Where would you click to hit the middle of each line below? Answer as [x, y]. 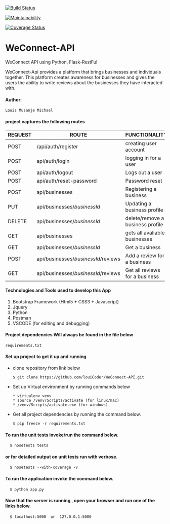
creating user [141, 144]
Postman [22, 318]
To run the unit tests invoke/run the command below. [62, 435]
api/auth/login [53, 161]
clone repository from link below [46, 368]
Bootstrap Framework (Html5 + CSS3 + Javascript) [66, 301]
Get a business [143, 248]
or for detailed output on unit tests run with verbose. [61, 457]
